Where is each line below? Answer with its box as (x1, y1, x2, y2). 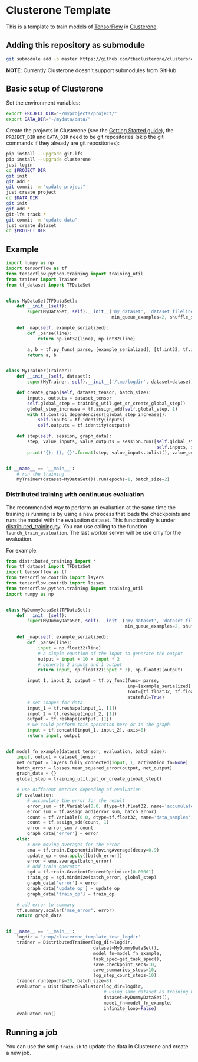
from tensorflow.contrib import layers (6, 574, 104, 581)
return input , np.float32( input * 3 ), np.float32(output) (37, 667, 183, 673)
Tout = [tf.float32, (127, 689, 173, 695)
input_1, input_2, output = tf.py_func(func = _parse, (27, 678, 160, 684)
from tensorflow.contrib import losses (6, 580, 104, 586)
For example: (6, 547, 38, 554)
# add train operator (27, 863, 81, 869)
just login (6, 162, 33, 168)
